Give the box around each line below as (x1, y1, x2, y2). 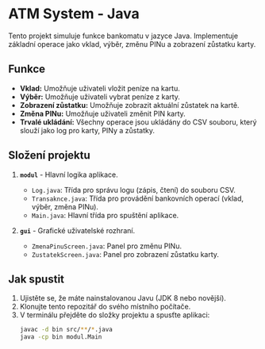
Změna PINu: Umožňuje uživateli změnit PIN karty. (19, 109, 186, 118)
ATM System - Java (8, 5, 140, 23)
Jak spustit (8, 272, 65, 286)
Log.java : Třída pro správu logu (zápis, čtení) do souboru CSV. (31, 185, 236, 194)
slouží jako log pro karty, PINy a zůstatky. (19, 125, 156, 135)
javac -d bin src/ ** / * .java (19, 326, 113, 334)
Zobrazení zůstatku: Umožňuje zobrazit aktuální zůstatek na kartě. (19, 100, 240, 109)
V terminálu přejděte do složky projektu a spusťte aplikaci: (19, 310, 210, 320)
